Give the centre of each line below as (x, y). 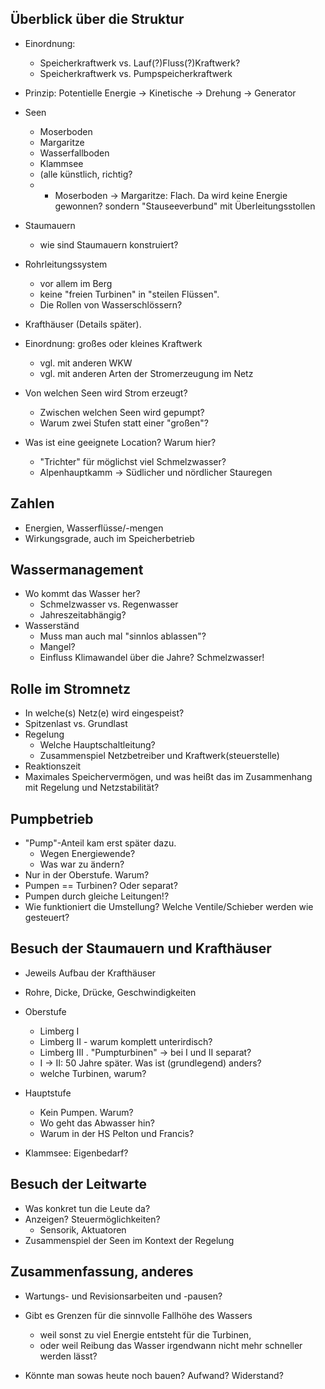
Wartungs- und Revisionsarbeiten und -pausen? (123, 1296)
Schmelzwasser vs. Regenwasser (109, 604)
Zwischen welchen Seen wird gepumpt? (122, 412)
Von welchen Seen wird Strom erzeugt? (106, 393)
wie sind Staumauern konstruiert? (109, 244)
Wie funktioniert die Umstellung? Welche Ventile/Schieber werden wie (169, 907)
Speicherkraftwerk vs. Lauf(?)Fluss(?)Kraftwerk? (140, 63)
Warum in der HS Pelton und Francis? (117, 1133)
